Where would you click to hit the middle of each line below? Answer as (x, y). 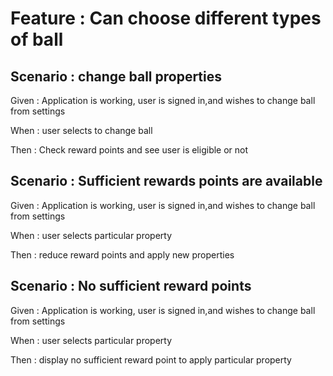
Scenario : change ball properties (116, 76)
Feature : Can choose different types (166, 18)
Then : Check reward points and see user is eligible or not (129, 150)
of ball (37, 39)
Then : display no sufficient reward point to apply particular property (151, 359)
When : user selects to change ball (81, 130)
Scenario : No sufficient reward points (131, 286)
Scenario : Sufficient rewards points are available (166, 181)
